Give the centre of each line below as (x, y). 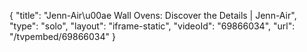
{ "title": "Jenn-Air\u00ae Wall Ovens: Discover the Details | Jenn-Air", (153, 15)
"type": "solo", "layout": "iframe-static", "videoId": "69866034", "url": (152, 26)
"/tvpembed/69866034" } (62, 36)
